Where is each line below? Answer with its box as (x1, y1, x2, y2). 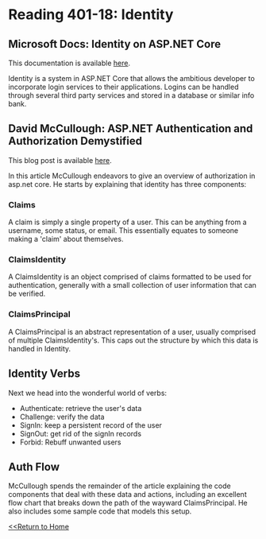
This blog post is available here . (8, 155, 113, 165)
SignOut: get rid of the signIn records (19, 428, 141, 438)
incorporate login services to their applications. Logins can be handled (8, 82, 239, 91)
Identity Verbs (8, 367, 81, 381)
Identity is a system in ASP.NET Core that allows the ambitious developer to (8, 74, 256, 83)
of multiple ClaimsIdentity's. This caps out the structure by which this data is (8, 335, 259, 345)
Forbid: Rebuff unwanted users (19, 437, 121, 447)
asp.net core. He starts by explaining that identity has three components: (8, 179, 247, 188)
